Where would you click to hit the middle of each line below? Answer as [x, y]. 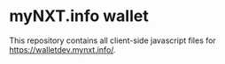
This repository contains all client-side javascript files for [113, 40]
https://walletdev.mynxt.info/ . [63, 49]
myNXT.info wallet [79, 16]
